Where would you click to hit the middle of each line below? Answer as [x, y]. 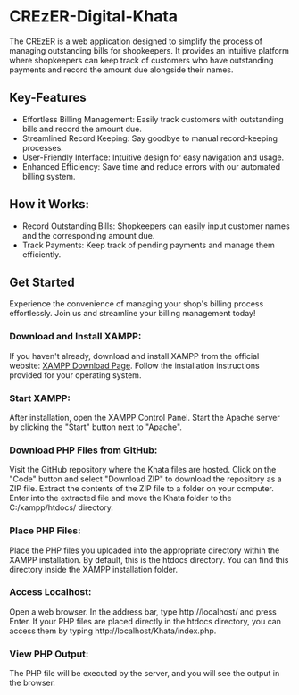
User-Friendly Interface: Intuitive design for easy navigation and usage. [153, 157]
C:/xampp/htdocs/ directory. [62, 507]
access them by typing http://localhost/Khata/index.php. [113, 631]
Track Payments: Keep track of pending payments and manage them [148, 245]
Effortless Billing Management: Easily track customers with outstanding [153, 119]
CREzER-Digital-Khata [94, 17]
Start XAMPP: [40, 398]
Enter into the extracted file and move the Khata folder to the [120, 498]
